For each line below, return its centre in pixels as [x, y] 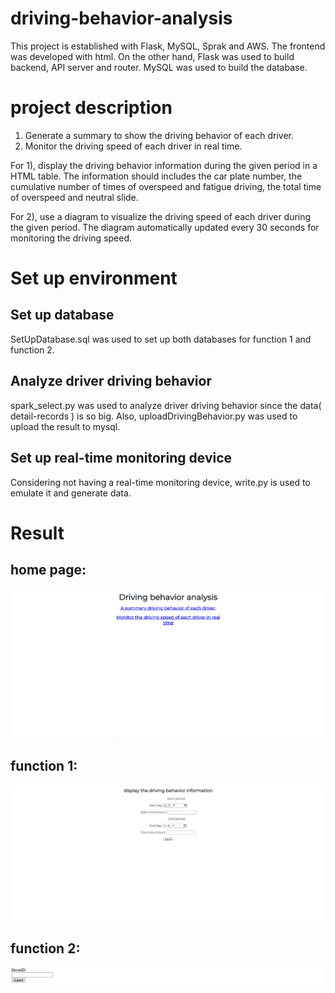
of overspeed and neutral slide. [74, 197]
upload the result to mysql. [65, 426]
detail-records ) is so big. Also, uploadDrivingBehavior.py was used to [154, 416]
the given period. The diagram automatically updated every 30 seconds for [165, 227]
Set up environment [94, 278]
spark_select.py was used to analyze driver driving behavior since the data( [166, 405]
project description [91, 108]
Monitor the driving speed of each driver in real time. [133, 146]
